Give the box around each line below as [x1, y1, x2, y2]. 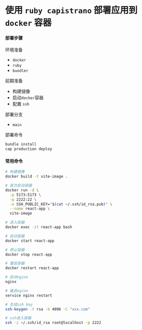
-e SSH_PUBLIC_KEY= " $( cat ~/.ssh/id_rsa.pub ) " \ [9, 201, 113, 206]
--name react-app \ [9, 206, 50, 211]
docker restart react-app [5, 265, 59, 270]
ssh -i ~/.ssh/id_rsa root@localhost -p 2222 [5, 320, 101, 325]
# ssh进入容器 [5, 315, 31, 320]
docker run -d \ [5, 187, 39, 192]
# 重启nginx [5, 288, 28, 293]
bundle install [5, 142, 37, 147]
